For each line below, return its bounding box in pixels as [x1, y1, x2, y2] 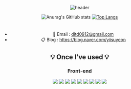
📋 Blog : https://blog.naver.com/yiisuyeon [41, 37, 126, 43]
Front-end [67, 67, 92, 74]
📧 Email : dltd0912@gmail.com [53, 31, 114, 37]
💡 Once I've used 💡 [50, 53, 109, 61]
